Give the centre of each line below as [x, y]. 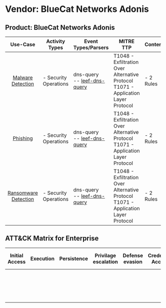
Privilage [105, 255]
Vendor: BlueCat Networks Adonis [77, 9]
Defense [133, 255]
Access [17, 261]
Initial [17, 255]
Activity [56, 41]
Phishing [23, 138]
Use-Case [23, 44]
